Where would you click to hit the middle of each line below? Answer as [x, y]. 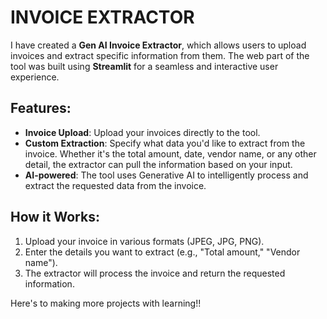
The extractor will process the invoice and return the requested [155, 273]
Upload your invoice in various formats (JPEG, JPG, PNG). [144, 241]
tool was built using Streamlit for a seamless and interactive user [144, 66]
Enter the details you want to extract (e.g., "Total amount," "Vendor [162, 252]
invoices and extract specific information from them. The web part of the [160, 55]
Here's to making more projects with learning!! [106, 303]
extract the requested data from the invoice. [115, 185]
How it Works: [55, 217]
